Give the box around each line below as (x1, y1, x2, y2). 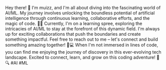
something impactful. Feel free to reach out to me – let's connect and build (5, 36, 158, 42)
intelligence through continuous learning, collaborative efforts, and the (5, 15, 150, 21)
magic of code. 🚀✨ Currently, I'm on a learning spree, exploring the (5, 20, 143, 26)
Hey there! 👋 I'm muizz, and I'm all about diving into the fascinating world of (5, 5, 161, 10)
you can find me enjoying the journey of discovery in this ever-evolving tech (5, 49, 162, 55)
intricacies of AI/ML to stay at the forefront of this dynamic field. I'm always (5, 26, 160, 32)
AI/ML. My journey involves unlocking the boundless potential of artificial (5, 10, 155, 16)
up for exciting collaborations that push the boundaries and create (5, 31, 141, 37)
